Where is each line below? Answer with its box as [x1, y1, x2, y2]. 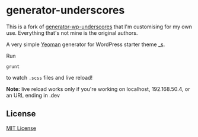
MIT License [6, 125, 37, 132]
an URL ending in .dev [6, 92, 60, 99]
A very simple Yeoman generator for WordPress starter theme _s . [6, 41, 165, 48]
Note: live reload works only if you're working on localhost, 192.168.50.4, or [6, 85, 190, 92]
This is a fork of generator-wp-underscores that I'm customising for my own [6, 23, 193, 30]
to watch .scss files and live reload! [6, 74, 93, 81]
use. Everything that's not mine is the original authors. [6, 29, 138, 36]
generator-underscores [6, 4, 125, 17]
